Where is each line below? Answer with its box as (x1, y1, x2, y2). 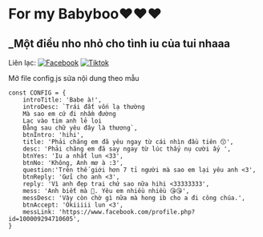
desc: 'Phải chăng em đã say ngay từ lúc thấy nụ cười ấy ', (22, 145, 231, 153)
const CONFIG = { (8, 89, 67, 97)
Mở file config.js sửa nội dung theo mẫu (8, 74, 140, 82)
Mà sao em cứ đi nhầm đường (22, 110, 116, 118)
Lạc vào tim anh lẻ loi (22, 117, 103, 125)
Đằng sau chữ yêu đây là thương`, (22, 124, 138, 132)
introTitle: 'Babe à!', (22, 96, 103, 104)
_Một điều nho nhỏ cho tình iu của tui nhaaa (8, 37, 231, 50)
